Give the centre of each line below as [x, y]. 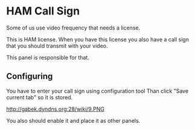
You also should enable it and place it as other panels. [73, 120]
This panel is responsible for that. [48, 57]
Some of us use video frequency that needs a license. [73, 28]
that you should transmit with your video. [57, 46]
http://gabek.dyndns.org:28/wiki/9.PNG [55, 109]
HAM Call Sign [43, 11]
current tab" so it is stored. [40, 97]
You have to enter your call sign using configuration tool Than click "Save [97, 91]
